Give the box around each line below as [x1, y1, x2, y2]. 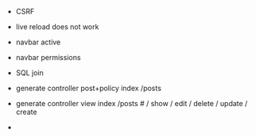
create [15, 107, 37, 116]
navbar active [15, 37, 61, 47]
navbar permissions [15, 53, 81, 62]
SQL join [15, 68, 44, 78]
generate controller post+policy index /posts [15, 83, 161, 93]
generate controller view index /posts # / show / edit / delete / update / [15, 99, 248, 108]
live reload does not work [15, 22, 99, 31]
